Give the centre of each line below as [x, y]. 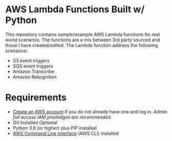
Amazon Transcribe [34, 71]
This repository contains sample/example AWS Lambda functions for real [83, 34]
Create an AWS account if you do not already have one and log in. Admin [90, 111]
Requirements [36, 98]
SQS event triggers [33, 66]
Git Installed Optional [35, 122]
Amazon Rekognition [35, 77]
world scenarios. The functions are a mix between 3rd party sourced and [83, 40]
